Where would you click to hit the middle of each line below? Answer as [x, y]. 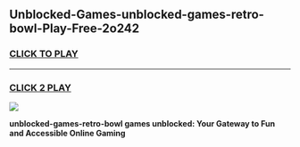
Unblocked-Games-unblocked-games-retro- [137, 15]
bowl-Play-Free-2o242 [75, 29]
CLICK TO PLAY [44, 54]
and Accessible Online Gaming [67, 133]
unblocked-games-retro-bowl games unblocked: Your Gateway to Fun [142, 123]
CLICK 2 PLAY [40, 87]
